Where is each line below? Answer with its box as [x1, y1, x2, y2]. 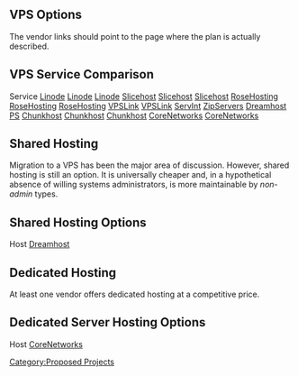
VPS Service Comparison [9, 67, 155, 82]
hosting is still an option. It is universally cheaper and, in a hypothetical [9, 170, 272, 180]
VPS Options [9, 7, 83, 23]
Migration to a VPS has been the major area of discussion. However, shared [9, 160, 290, 170]
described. [9, 41, 50, 51]
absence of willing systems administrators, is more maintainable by [9, 179, 258, 190]
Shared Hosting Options [9, 215, 147, 230]
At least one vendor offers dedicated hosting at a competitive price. [9, 289, 260, 300]
